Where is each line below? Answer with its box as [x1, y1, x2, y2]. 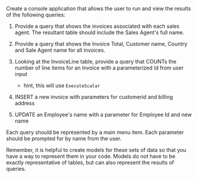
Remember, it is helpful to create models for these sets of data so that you [6, 147, 187, 153]
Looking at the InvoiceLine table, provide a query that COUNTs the [14, 58, 177, 65]
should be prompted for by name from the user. [6, 135, 122, 142]
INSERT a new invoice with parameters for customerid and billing [14, 94, 173, 100]
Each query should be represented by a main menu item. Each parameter [6, 129, 184, 136]
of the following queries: [6, 11, 66, 18]
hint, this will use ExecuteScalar [23, 82, 100, 89]
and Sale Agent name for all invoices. [14, 47, 105, 54]
